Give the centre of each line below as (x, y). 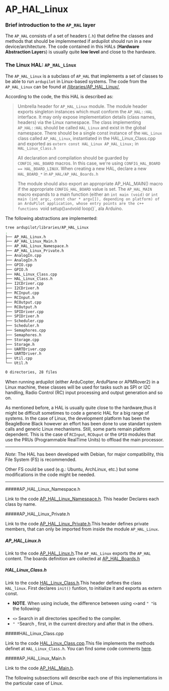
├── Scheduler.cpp (24, 321)
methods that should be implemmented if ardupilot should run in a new (78, 41)
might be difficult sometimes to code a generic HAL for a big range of (77, 413)
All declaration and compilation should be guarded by (73, 158)
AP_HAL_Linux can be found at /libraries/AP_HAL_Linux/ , (63, 87)
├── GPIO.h (17, 270)
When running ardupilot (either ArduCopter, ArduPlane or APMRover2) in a (82, 381)
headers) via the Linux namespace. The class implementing (79, 122)
